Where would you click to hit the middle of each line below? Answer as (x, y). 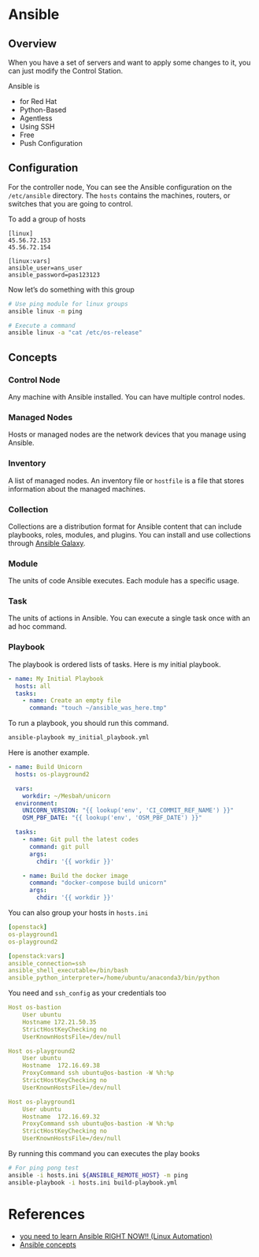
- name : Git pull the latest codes (81, 840)
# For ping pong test (44, 1168)
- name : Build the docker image (75, 876)
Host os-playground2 (42, 1051)
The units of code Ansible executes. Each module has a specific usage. (124, 581)
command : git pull (59, 846)
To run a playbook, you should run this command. (89, 723)
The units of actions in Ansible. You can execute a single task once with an (129, 618)
